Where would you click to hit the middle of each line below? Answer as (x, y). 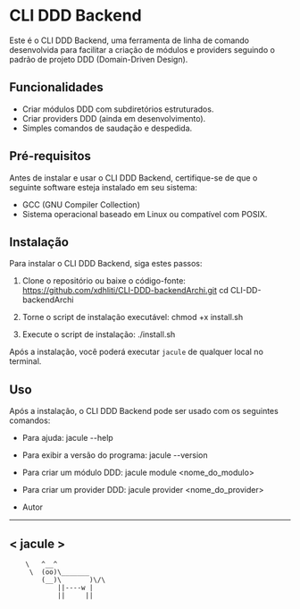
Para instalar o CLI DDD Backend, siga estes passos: (106, 264)
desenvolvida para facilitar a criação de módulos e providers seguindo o (142, 49)
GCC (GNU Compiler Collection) (81, 204)
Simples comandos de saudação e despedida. (107, 128)
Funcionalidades (57, 87)
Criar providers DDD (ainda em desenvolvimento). (114, 118)
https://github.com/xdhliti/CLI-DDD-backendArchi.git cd (125, 291)
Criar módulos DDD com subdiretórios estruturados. (118, 109)
